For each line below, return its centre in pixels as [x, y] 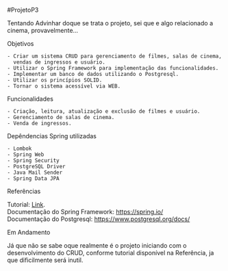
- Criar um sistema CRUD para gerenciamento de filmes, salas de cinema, [115, 56]
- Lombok [20, 149]
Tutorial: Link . [26, 204]
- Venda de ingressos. [39, 123]
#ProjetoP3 [23, 10]
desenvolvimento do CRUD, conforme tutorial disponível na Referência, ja [111, 253]
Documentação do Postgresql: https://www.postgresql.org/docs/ [99, 219]
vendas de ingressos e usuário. [60, 62]
